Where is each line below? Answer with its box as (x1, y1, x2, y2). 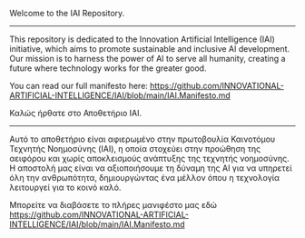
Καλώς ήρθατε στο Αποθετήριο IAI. (9, 108, 143, 118)
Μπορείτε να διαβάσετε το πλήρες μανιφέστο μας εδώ (9, 200, 218, 210)
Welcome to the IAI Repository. (9, 8, 125, 18)
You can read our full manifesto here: (9, 81, 148, 91)
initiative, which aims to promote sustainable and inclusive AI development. (9, 44, 290, 54)
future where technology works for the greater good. (9, 63, 207, 74)
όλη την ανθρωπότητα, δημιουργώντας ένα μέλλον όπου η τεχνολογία (9, 173, 280, 183)
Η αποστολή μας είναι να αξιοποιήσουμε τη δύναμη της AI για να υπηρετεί (9, 163, 292, 174)
